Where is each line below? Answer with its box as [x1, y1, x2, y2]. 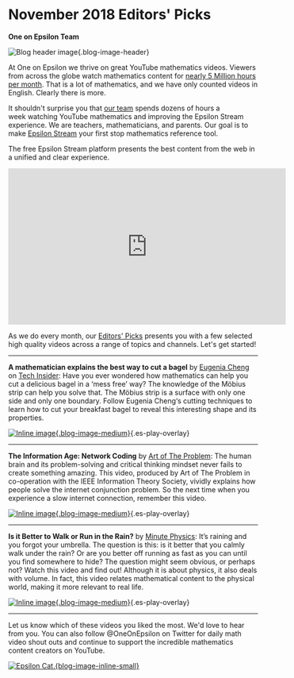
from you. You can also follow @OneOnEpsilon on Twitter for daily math [8, 629, 242, 638]
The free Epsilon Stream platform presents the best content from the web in [8, 144, 255, 153]
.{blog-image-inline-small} [52, 661, 140, 670]
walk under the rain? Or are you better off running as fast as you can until [8, 548, 247, 557]
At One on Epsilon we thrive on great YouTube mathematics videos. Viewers [8, 62, 256, 72]
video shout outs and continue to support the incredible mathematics [8, 637, 234, 646]
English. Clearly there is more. [8, 87, 106, 97]
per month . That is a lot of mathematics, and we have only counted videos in [8, 79, 258, 89]
